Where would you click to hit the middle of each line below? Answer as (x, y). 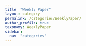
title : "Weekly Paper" (28, 9)
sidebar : (14, 32)
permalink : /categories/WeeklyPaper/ (43, 18)
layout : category (23, 14)
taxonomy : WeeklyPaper (28, 27)
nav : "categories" (28, 36)
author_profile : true (27, 23)
